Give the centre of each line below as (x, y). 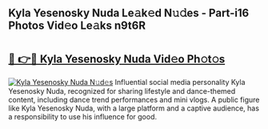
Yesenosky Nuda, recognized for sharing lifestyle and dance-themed (122, 91)
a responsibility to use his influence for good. (83, 117)
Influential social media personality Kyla (180, 82)
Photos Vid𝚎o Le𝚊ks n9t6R (77, 26)
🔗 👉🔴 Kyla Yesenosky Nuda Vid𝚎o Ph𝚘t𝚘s (117, 59)
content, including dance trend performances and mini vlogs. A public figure (134, 100)
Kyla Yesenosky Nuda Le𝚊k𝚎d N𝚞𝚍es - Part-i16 (129, 13)
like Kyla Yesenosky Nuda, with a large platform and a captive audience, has (134, 108)
